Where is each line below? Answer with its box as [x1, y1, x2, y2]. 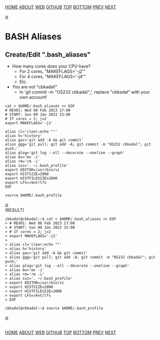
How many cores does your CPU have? [12, 63, 91, 69]
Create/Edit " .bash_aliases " [5, 51, 91, 59]
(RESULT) [5, 207, 24, 213]
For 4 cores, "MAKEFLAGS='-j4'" [19, 74, 86, 79]
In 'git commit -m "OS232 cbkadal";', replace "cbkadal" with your [19, 89, 150, 95]
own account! [19, 94, 47, 100]
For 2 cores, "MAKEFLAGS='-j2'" [19, 68, 86, 74]
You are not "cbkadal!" [12, 84, 57, 89]
